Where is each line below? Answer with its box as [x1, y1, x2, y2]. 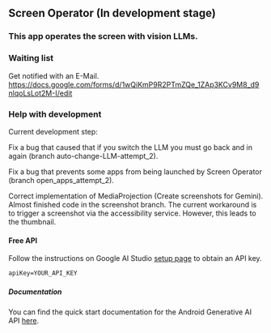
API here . [8, 315, 39, 325]
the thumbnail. [8, 216, 57, 226]
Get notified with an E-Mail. [8, 70, 100, 80]
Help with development [8, 109, 102, 120]
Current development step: [8, 126, 99, 136]
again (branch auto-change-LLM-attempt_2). [8, 151, 159, 160]
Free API [8, 235, 38, 245]
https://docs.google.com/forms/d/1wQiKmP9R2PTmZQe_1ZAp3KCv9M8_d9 [8, 79, 260, 89]
